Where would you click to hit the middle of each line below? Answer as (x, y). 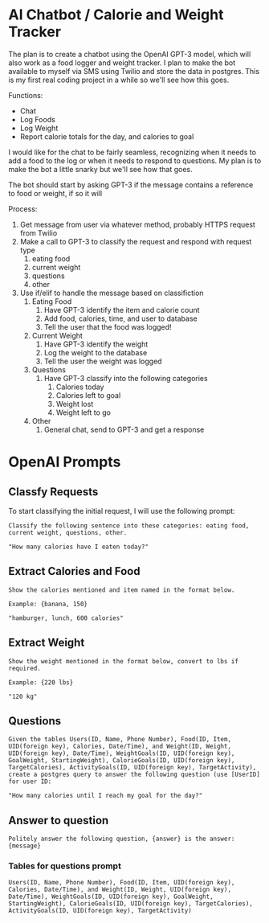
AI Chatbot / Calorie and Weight (116, 15)
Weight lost (75, 404)
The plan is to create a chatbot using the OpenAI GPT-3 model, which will (130, 54)
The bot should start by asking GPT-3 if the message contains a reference (131, 185)
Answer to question (59, 820)
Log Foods (38, 119)
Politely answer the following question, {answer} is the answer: (122, 839)
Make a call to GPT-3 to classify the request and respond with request (136, 241)
